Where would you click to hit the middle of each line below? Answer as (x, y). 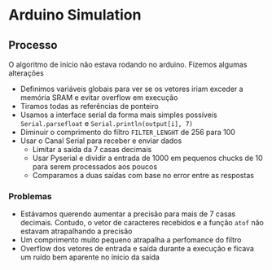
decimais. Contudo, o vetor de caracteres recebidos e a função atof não (142, 223)
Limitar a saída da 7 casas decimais (92, 149)
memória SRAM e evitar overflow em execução (99, 98)
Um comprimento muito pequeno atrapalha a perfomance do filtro (131, 240)
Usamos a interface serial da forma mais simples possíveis (118, 115)
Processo (33, 45)
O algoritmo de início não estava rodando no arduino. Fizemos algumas (128, 64)
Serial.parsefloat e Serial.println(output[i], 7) (106, 123)
